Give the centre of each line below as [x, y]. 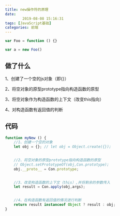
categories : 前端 [22, 28]
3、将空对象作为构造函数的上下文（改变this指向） [54, 99]
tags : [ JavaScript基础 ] [28, 23]
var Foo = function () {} [31, 41]
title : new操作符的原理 [27, 9]
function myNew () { [26, 138]
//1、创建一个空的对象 [33, 142]
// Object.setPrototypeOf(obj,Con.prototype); [61, 165]
